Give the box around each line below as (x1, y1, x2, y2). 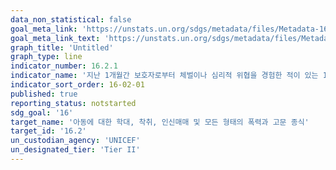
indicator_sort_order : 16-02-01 (10, 80, 145, 90)
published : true (10, 89, 78, 99)
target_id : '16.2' (10, 126, 87, 136)
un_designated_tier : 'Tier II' (10, 145, 141, 155)
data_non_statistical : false (10, 14, 132, 25)
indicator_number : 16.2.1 (10, 61, 118, 71)
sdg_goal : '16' (10, 107, 74, 118)
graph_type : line (10, 52, 83, 62)
